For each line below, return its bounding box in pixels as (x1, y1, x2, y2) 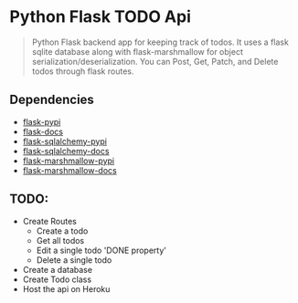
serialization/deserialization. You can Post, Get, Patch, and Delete (31, 56, 279, 67)
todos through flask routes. (31, 66, 134, 77)
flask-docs (22, 126, 64, 137)
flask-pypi (22, 116, 61, 127)
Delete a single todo (36, 254, 112, 266)
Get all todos (36, 235, 85, 246)
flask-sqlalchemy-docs (22, 145, 110, 156)
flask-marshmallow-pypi (22, 155, 115, 166)
